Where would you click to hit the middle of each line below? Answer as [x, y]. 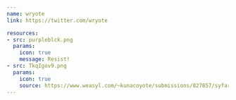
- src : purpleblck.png [40, 39]
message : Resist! [45, 60]
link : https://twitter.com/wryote [57, 20]
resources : [23, 33]
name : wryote [26, 14]
